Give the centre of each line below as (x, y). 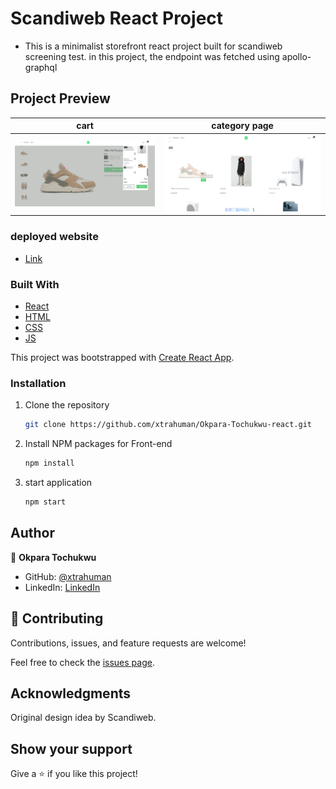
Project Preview (60, 98)
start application (58, 483)
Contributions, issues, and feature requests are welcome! (128, 643)
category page (242, 126)
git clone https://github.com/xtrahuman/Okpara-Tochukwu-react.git (168, 425)
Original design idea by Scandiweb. (83, 718)
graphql (41, 67)
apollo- (296, 56)
